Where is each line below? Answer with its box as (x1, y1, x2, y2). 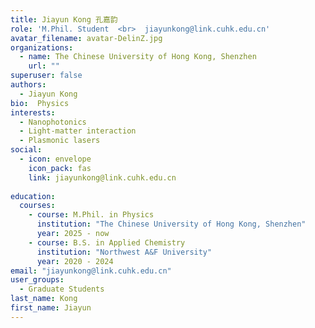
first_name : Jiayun (10, 303, 92, 313)
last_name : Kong (10, 294, 78, 304)
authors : (10, 80, 47, 90)
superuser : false (10, 71, 83, 81)
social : (10, 145, 43, 155)
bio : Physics (10, 98, 70, 108)
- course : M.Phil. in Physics (28, 210, 155, 220)
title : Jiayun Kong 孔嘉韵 (10, 14, 118, 25)
